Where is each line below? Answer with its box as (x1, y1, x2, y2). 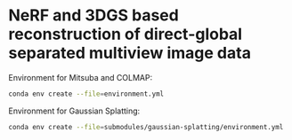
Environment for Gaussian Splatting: (8, 105, 141, 116)
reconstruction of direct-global (8, 24, 242, 44)
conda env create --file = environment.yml (8, 89, 165, 98)
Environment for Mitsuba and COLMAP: (8, 72, 153, 82)
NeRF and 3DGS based (8, 5, 179, 26)
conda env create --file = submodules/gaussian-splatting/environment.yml (8, 122, 284, 131)
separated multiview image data (8, 43, 251, 63)
